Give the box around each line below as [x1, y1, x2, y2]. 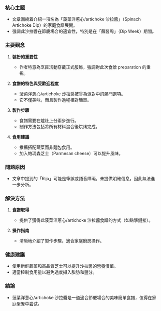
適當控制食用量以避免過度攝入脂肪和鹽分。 [12, 269, 97, 275]
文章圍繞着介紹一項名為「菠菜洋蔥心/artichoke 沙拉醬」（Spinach [12, 16, 141, 22]
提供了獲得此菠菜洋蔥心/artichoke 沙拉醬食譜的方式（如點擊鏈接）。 [19, 217, 153, 223]
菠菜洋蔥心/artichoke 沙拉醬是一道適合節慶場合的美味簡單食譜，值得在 [12, 294, 152, 300]
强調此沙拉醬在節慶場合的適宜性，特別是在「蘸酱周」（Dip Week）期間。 [12, 28, 156, 35]
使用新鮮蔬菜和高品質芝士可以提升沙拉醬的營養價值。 [12, 263, 118, 269]
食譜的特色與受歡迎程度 [12, 80, 59, 86]
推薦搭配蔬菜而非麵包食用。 [19, 144, 75, 150]
